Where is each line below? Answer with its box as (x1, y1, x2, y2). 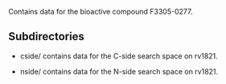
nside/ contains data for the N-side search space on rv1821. (19, 66, 219, 76)
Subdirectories (8, 30, 84, 43)
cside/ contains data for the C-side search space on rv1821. (19, 51, 219, 61)
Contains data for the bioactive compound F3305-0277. (8, 7, 193, 16)
